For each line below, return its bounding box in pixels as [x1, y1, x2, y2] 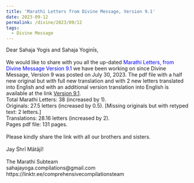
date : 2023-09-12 [6, 14, 49, 20]
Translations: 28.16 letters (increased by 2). [6, 115, 110, 122]
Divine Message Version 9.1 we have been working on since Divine [6, 65, 167, 72]
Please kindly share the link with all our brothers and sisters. [6, 133, 151, 140]
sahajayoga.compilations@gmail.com [6, 164, 96, 171]
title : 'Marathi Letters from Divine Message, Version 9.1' [6, 8, 156, 15]
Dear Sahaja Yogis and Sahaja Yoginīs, [6, 46, 99, 53]
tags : [6, 25, 19, 31]
